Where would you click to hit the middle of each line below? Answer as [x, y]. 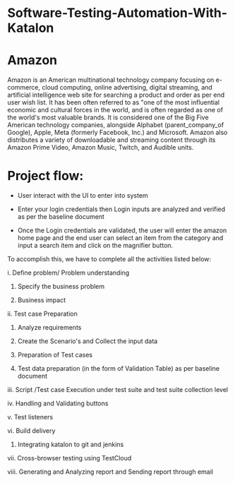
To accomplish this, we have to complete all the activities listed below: [109, 259]
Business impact [41, 300]
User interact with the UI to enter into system [83, 196]
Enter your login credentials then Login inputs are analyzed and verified [121, 209]
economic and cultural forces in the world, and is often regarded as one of [115, 110]
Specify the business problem [61, 287]
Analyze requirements [49, 328]
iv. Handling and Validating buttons [58, 403]
